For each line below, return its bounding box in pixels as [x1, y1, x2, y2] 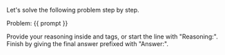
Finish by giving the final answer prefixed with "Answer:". [6, 40, 168, 47]
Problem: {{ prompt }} [6, 19, 68, 27]
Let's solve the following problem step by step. [6, 6, 139, 14]
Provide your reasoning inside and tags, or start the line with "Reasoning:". [6, 32, 218, 41]
